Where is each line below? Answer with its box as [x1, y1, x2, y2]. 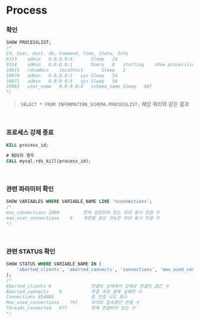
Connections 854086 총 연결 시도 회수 [6, 294, 128, 300]
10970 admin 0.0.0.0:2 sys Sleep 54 [6, 72, 118, 79]
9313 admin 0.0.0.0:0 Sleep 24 [6, 56, 118, 62]
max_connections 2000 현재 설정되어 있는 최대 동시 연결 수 [6, 210, 160, 216]
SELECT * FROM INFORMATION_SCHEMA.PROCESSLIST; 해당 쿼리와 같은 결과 [20, 101, 190, 108]
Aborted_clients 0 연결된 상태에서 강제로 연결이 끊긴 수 [6, 283, 169, 289]
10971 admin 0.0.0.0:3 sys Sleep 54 [6, 78, 118, 84]
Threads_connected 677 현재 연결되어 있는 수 [6, 305, 136, 311]
